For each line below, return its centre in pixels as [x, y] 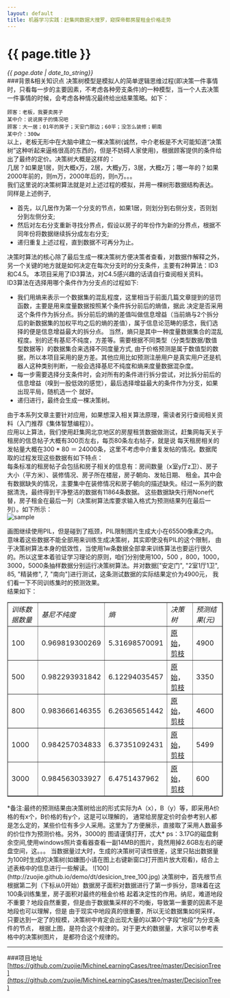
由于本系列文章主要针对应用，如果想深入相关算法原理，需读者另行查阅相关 [112, 415]
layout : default [30, 13]
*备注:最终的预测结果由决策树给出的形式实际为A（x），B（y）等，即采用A [111, 808]
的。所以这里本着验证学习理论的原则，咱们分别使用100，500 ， [97, 557]
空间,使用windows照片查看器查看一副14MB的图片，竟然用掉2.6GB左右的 [115, 843]
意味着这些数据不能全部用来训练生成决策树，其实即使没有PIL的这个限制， [111, 540]
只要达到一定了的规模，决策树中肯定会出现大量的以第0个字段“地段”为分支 [111, 920]
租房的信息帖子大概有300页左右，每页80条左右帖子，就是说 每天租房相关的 [113, 441]
